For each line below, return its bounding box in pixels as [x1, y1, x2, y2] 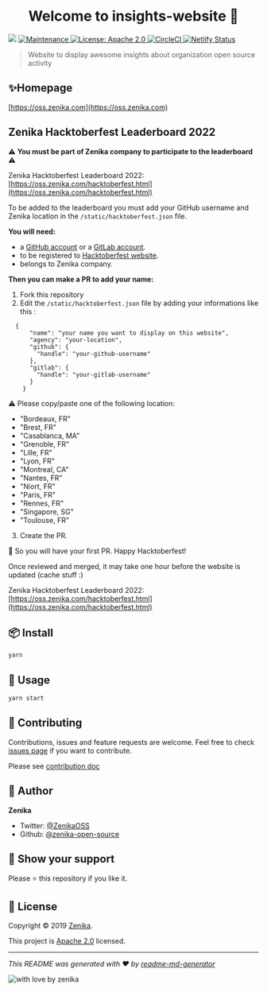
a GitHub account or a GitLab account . [19, 242, 146, 251]
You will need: [8, 227, 56, 236]
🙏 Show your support [8, 852, 115, 866]
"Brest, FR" [19, 422, 57, 432]
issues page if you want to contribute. [8, 746, 133, 755]
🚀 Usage [8, 673, 50, 687]
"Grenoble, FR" [19, 439, 70, 448]
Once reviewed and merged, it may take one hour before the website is [8, 561, 241, 571]
